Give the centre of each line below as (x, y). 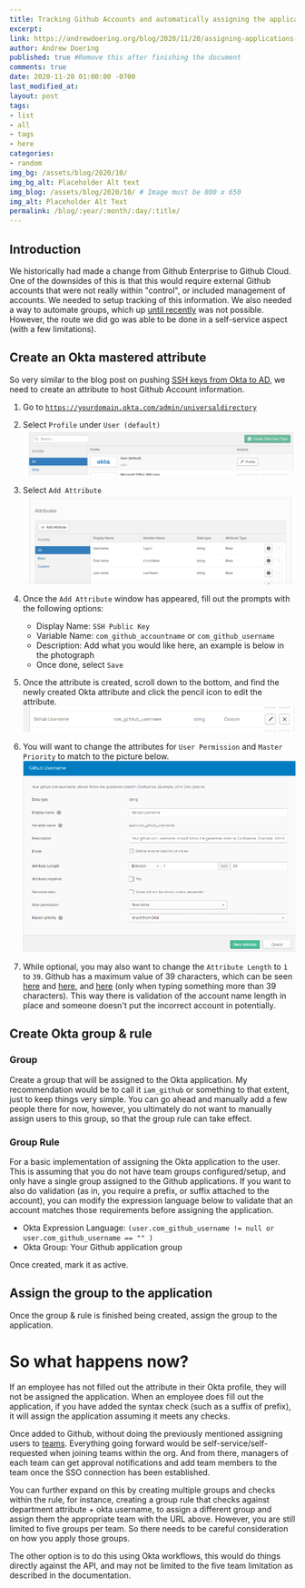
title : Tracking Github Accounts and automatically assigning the (138, 19)
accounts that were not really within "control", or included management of (148, 290)
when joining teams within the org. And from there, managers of (169, 1452)
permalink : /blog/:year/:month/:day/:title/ (95, 211)
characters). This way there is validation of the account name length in (154, 996)
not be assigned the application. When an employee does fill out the (137, 1396)
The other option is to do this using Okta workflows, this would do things (145, 1555)
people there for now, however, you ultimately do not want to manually (141, 1108)
